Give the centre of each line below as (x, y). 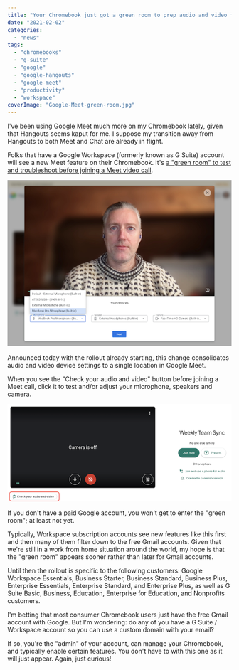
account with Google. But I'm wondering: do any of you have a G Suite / (112, 622)
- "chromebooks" (38, 53)
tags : (15, 45)
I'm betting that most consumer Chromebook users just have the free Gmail (118, 615)
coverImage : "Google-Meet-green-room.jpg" (71, 105)
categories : (25, 30)
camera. (20, 394)
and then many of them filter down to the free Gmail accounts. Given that (115, 541)
